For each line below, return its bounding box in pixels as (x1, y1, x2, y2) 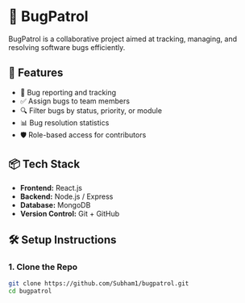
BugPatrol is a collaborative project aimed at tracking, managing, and (8, 34, 238, 44)
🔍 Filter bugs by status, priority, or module (19, 105, 163, 116)
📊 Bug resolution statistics (19, 117, 110, 128)
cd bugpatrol (8, 287, 52, 296)
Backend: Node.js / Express (19, 191, 114, 201)
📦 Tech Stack (8, 158, 81, 171)
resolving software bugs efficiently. (8, 42, 126, 52)
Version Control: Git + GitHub (19, 208, 120, 218)
